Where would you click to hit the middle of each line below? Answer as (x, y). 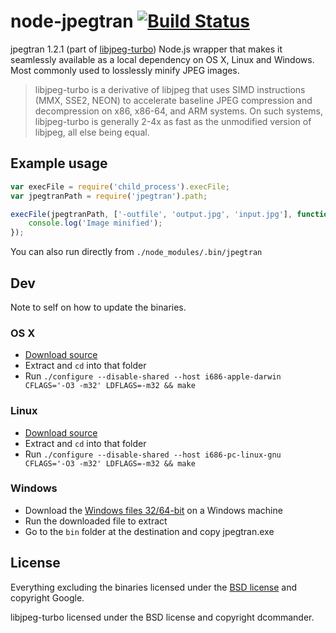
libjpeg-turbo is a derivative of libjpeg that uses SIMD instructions (170, 89)
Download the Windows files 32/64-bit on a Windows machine (153, 510)
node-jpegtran (72, 21)
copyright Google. (47, 597)
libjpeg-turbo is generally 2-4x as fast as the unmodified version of (173, 121)
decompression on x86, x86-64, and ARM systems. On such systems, (178, 111)
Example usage (59, 163)
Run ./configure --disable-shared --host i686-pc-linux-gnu (153, 454)
